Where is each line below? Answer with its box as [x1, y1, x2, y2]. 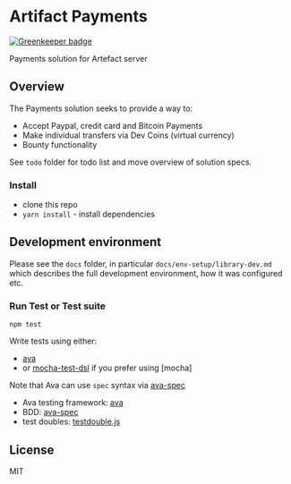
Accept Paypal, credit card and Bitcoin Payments [21, 120, 203, 131]
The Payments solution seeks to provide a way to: [9, 103, 193, 114]
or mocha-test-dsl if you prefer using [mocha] [21, 362, 193, 373]
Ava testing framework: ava [21, 397, 124, 408]
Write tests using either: [9, 335, 98, 346]
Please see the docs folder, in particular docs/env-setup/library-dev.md [9, 258, 272, 269]
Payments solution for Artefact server [9, 53, 148, 64]
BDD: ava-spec [21, 407, 79, 418]
